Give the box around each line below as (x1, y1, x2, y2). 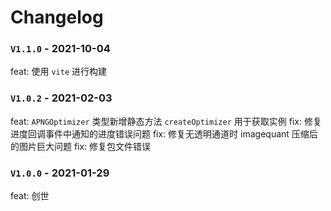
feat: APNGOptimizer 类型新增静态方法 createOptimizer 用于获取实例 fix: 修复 (10, 115, 322, 127)
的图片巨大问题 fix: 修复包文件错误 (10, 140, 152, 152)
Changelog (10, 6, 104, 29)
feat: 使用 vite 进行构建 (10, 66, 107, 78)
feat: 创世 (10, 190, 50, 202)
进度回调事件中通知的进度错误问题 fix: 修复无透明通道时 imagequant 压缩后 (10, 127, 318, 140)
